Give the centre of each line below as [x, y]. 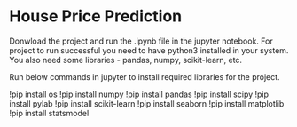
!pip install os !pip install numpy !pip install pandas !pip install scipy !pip [139, 94]
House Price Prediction [96, 16]
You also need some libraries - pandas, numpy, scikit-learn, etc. [125, 60]
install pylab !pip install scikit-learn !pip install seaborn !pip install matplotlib [147, 103]
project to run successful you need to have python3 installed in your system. [149, 50]
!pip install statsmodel [49, 113]
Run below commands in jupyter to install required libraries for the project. [145, 76]
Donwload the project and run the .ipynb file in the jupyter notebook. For [141, 41]
